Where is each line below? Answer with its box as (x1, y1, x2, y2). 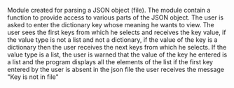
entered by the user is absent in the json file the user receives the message (7, 66, 224, 73)
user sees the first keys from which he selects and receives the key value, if (7, 28, 226, 36)
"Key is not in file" (7, 73, 60, 81)
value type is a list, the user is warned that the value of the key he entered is (7, 50, 228, 59)
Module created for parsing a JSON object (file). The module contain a (7, 6, 211, 14)
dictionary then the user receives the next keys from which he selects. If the (7, 43, 227, 51)
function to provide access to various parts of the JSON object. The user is (7, 13, 224, 22)
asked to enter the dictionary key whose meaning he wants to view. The (7, 21, 215, 29)
